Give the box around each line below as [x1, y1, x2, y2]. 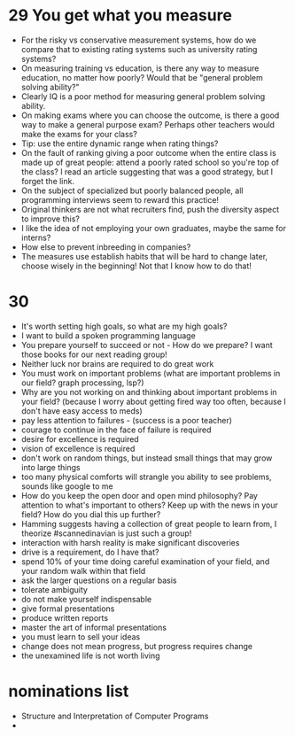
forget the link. [20, 175, 74, 186]
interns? [20, 232, 51, 243]
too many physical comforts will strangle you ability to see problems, [20, 471, 272, 482]
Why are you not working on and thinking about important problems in [20, 386, 277, 397]
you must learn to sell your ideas [20, 631, 141, 642]
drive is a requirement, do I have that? [20, 547, 159, 557]
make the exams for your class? [20, 128, 138, 139]
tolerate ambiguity [20, 584, 88, 594]
